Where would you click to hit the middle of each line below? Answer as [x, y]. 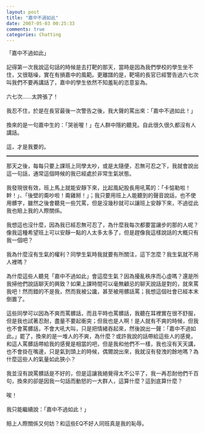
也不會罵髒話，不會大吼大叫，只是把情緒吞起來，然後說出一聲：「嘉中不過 [99, 329]
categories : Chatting [34, 35]
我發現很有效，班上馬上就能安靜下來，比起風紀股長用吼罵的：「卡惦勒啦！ [99, 188]
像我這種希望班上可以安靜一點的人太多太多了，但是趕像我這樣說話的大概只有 [103, 233]
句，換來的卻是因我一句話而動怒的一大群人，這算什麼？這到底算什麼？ [95, 381]
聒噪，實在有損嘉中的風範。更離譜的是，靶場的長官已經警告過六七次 [113, 75]
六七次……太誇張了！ [33, 97]
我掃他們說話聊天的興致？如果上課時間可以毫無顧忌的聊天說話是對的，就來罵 [103, 284]
